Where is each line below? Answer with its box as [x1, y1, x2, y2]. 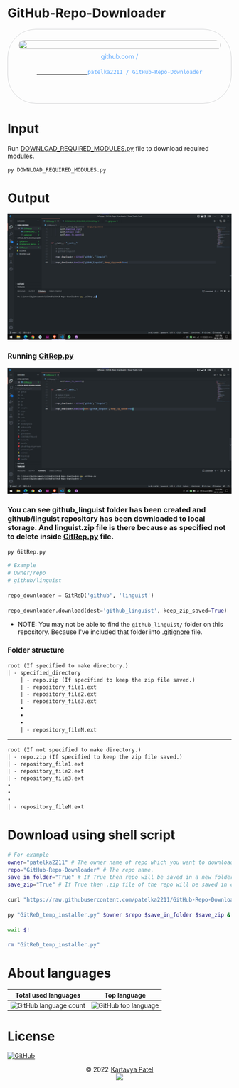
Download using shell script [7, 827, 176, 843]
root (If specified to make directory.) [7, 662, 129, 670]
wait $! [7, 926, 31, 934]
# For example [7, 851, 50, 858]
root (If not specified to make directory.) [7, 746, 142, 754]
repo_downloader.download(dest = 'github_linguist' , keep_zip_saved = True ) [7, 607, 228, 614]
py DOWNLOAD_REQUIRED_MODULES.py [7, 166, 107, 174]
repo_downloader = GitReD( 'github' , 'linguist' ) [7, 592, 154, 599]
